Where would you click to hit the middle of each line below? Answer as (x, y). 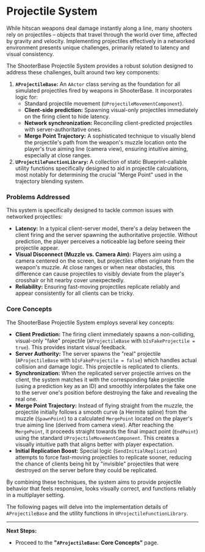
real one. (26, 399)
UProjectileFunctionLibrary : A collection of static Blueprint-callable (101, 161)
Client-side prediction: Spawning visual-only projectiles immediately (111, 110)
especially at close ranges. (58, 155)
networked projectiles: (34, 217)
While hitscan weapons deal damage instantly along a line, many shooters (99, 28)
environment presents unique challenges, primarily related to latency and (98, 48)
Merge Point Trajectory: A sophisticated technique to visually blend (110, 136)
